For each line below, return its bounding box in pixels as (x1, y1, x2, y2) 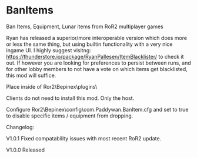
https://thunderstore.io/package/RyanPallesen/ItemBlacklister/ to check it (6, 53, 184, 60)
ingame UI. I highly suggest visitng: (6, 46, 91, 53)
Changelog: (6, 123, 34, 130)
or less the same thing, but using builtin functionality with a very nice (6, 41, 173, 48)
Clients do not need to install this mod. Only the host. (6, 95, 135, 102)
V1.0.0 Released (6, 146, 45, 153)
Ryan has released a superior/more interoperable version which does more (6, 34, 187, 41)
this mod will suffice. (6, 72, 56, 79)
